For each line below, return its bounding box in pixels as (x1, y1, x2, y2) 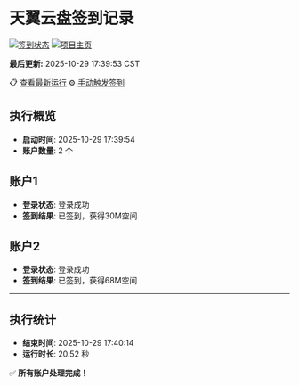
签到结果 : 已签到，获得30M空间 (21, 210, 138, 221)
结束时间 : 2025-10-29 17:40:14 (21, 338, 134, 349)
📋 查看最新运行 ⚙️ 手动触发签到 (9, 77, 125, 87)
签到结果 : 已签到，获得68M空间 (21, 275, 138, 286)
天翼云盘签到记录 (9, 8, 135, 29)
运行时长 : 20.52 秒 (21, 349, 90, 359)
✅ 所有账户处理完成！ (9, 367, 89, 379)
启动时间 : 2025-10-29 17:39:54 (21, 134, 135, 144)
